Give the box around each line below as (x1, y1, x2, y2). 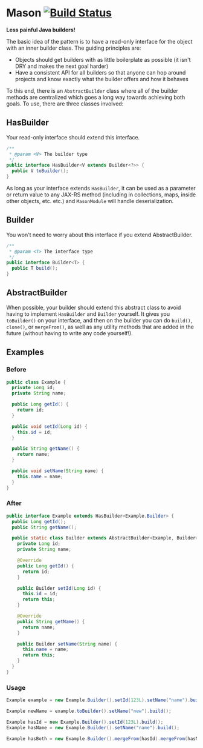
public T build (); (11, 265, 59, 272)
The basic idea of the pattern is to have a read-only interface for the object (6, 38, 193, 45)
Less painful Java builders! (6, 26, 76, 33)
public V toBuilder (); (11, 168, 69, 174)
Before (6, 366, 27, 374)
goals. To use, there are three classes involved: (6, 100, 124, 107)
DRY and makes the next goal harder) (14, 62, 109, 70)
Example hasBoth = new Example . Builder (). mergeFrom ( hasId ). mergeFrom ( (6, 735, 188, 742)
